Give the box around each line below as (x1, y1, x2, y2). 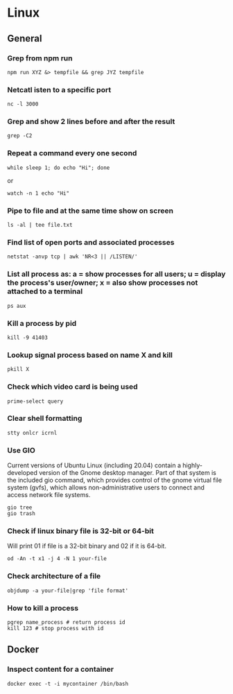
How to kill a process (7, 603, 78, 613)
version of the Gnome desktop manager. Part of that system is (39, 469, 216, 477)
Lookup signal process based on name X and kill (7, 350, 173, 360)
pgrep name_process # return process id (7, 619, 126, 626)
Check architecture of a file (7, 571, 101, 581)
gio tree (7, 504, 33, 511)
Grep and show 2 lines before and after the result (7, 116, 175, 126)
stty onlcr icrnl (7, 429, 58, 436)
